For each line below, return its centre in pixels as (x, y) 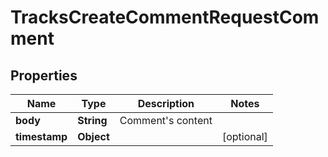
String (92, 120)
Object (93, 136)
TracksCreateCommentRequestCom (165, 17)
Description (166, 103)
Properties (44, 75)
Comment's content (166, 120)
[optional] (244, 136)
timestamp (41, 136)
